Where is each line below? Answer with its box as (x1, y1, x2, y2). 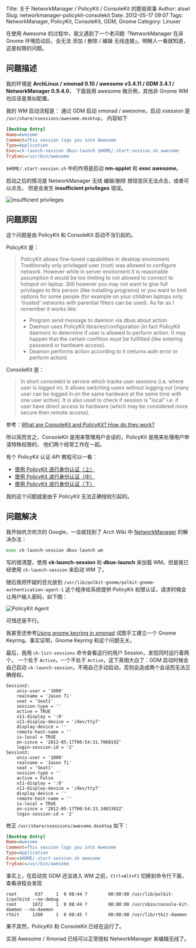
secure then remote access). (20, 409, 90, 416)
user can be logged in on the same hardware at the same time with (20, 390, 182, 397)
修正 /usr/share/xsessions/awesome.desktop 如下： (6, 822, 129, 829)
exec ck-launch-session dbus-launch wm (6, 547, 104, 553)
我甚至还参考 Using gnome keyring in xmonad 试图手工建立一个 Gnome (6, 629, 177, 636)
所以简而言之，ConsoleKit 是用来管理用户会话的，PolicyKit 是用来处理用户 (6, 433, 184, 441)
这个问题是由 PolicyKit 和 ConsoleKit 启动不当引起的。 (6, 231, 136, 238)
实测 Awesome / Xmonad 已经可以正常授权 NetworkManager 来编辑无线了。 (6, 935, 190, 942)
